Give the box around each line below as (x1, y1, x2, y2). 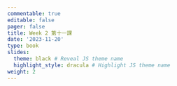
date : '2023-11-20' (7, 36, 64, 43)
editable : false (7, 17, 55, 24)
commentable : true (7, 10, 61, 17)
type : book (7, 42, 39, 49)
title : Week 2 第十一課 (7, 29, 72, 37)
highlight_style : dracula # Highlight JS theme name (13, 62, 171, 69)
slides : (7, 49, 30, 56)
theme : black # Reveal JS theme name (13, 55, 124, 62)
